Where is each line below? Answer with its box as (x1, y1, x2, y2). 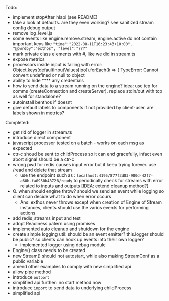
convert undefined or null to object (12, 72, 85, 78)
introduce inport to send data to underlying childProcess (12, 285, 132, 291)
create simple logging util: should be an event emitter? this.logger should (12, 231, 164, 237)
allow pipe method (12, 269, 51, 275)
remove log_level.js (12, 30, 53, 36)
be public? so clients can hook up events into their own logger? (12, 237, 144, 242)
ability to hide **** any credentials (12, 78, 84, 83)
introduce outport (12, 274, 50, 280)
